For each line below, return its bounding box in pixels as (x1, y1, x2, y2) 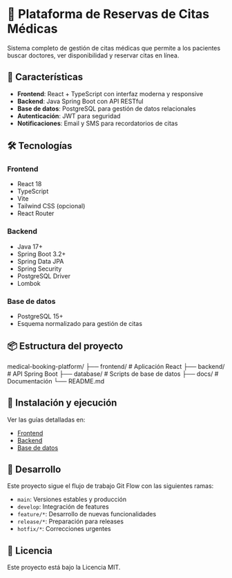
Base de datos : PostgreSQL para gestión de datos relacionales (17, 104, 196, 113)
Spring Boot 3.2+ (17, 249, 66, 258)
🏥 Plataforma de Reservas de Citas (7, 6, 209, 22)
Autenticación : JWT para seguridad (17, 111, 121, 120)
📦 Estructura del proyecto (7, 341, 124, 352)
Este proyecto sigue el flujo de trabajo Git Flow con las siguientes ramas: (7, 482, 214, 490)
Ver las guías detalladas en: (7, 415, 86, 424)
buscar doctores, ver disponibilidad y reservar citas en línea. (7, 51, 180, 60)
